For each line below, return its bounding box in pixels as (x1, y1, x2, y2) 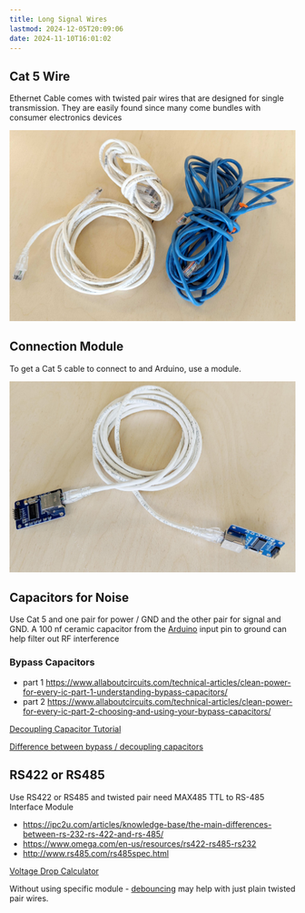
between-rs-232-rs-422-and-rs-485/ (22, 828, 164, 839)
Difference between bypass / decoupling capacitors (9, 741, 204, 752)
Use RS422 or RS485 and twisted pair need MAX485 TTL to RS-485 (9, 791, 265, 802)
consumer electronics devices (9, 112, 123, 123)
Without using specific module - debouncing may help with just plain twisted (9, 883, 296, 894)
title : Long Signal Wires (9, 15, 107, 24)
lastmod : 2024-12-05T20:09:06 (9, 24, 124, 34)
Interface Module (9, 801, 74, 812)
